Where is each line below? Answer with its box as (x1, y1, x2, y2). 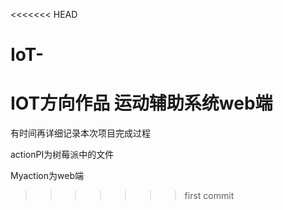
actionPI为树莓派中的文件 (10, 149, 115, 161)
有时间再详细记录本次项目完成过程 (10, 127, 151, 139)
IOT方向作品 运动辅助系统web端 (10, 92, 273, 115)
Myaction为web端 (10, 170, 84, 182)
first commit (184, 190, 235, 202)
